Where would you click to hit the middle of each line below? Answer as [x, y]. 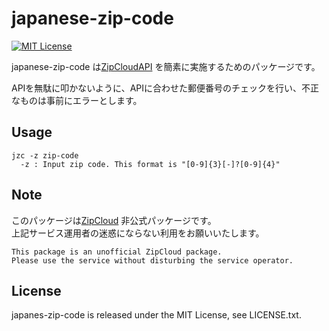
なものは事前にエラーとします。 [77, 100]
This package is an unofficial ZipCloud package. [117, 252]
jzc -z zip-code [45, 155]
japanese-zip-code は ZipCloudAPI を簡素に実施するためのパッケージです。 [166, 66]
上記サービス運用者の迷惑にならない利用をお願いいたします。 [138, 233]
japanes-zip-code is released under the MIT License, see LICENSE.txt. [156, 315]
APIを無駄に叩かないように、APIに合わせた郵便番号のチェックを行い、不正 [165, 88]
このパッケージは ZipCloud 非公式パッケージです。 [114, 220]
